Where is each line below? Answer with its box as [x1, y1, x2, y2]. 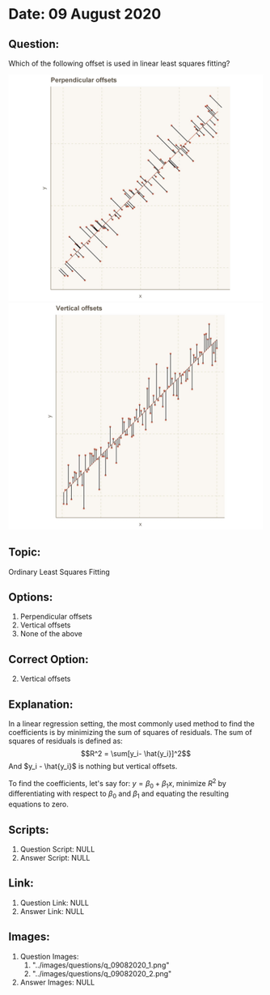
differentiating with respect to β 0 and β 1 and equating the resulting [8, 789, 229, 801]
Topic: [8, 546, 41, 559]
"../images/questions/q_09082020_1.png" [32, 960, 170, 970]
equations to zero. [8, 799, 69, 810]
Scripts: [8, 823, 49, 836]
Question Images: [19, 951, 79, 961]
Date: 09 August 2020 [8, 5, 162, 23]
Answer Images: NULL [19, 977, 95, 987]
